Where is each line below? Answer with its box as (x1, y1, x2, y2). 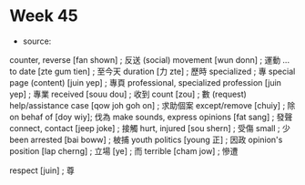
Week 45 (9, 5, 79, 26)
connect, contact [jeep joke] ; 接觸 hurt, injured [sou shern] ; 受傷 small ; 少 (9, 122, 291, 133)
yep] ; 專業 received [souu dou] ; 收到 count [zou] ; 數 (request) (9, 88, 248, 99)
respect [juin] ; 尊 (9, 165, 75, 176)
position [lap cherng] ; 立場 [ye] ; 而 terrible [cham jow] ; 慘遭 (9, 145, 239, 156)
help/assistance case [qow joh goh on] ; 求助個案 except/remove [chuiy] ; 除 (9, 99, 296, 110)
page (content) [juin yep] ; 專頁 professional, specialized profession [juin (9, 77, 282, 87)
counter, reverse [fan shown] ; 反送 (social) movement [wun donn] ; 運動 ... (9, 54, 290, 65)
